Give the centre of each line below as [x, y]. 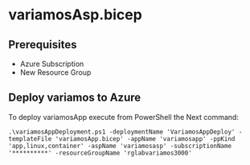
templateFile [30, 138]
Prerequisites [43, 45]
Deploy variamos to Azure [75, 98]
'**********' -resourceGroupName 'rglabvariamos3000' [100, 153]
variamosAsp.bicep [75, 15]
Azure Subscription [52, 64]
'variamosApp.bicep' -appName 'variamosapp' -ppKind [145, 138]
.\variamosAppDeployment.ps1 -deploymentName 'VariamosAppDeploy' [122, 132]
